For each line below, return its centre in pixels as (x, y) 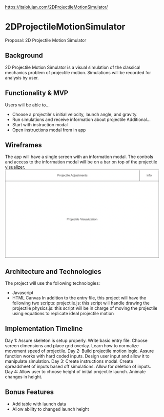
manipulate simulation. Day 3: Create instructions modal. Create (69, 361)
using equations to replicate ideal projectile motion (63, 314)
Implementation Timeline (44, 329)
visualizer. (15, 167)
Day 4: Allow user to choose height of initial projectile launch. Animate (75, 371)
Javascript (23, 293)
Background (24, 56)
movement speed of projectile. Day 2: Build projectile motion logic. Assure (80, 351)
